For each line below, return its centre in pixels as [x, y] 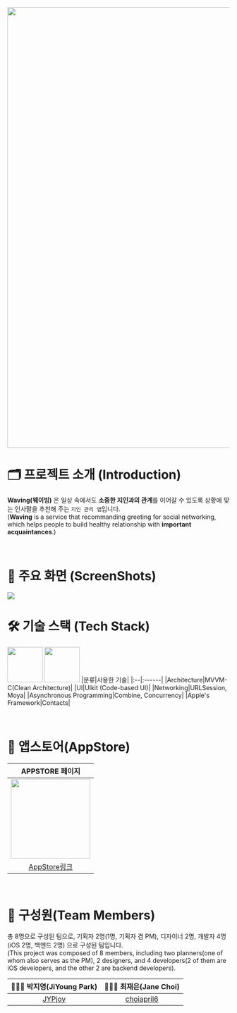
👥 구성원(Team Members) [81, 915]
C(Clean [19, 687]
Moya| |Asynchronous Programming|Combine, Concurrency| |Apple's [109, 695]
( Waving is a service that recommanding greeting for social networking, [112, 517]
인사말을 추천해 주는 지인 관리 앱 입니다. [68, 509]
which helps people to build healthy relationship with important [99, 524]
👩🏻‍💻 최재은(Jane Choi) [142, 986]
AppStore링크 [50, 866]
